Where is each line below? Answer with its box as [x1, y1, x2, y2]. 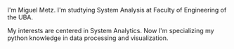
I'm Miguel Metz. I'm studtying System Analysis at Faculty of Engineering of [7, 6, 227, 14]
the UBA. [7, 13, 34, 21]
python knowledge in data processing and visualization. [7, 34, 169, 42]
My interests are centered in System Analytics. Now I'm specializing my [7, 27, 214, 35]
